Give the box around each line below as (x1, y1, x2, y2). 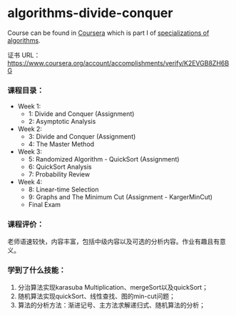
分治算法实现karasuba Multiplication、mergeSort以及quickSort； (17, 283, 209, 291)
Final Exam (28, 201, 61, 209)
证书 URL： (7, 51, 41, 59)
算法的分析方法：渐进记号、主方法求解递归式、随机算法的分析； (17, 300, 205, 309)
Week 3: (17, 147, 43, 156)
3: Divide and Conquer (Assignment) (28, 132, 136, 141)
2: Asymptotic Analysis (28, 117, 96, 126)
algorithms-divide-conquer (7, 5, 173, 21)
